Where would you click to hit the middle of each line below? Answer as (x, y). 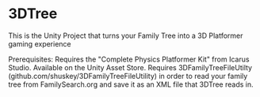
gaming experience (40, 43)
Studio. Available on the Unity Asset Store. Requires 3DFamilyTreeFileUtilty (130, 67)
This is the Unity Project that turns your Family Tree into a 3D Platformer (126, 35)
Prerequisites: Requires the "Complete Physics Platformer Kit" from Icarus (129, 59)
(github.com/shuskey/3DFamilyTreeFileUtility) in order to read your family (128, 76)
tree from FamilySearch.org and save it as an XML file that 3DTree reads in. (131, 84)
